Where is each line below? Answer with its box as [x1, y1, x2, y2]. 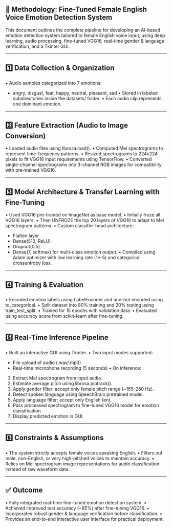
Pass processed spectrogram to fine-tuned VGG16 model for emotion [12, 402, 159, 408]
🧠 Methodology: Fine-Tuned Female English [5, 5, 147, 14]
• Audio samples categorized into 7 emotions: [5, 80, 102, 86]
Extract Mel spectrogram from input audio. [12, 375, 102, 381]
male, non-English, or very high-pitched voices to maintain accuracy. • [5, 455, 155, 461]
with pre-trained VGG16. [5, 167, 56, 173]
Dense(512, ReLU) [12, 238, 51, 244]
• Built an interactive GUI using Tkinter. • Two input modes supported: [5, 349, 153, 355]
